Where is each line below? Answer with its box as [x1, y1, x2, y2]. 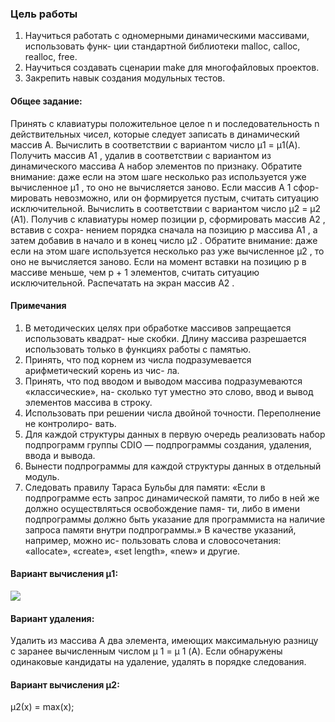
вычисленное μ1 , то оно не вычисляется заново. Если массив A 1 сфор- [10, 181, 320, 193]
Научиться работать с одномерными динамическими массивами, [24, 30, 310, 42]
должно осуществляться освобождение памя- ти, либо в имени [24, 502, 301, 514]
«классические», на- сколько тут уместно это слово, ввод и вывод [24, 385, 314, 397]
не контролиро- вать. [24, 417, 117, 429]
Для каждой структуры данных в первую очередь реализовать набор [24, 428, 326, 440]
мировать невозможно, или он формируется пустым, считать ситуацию [10, 192, 320, 204]
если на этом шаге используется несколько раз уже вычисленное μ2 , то [10, 245, 325, 257]
